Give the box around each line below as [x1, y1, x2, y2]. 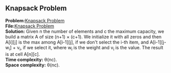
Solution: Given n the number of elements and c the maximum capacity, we [5, 28, 164, 34]
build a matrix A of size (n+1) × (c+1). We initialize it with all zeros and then [5, 33, 162, 40]
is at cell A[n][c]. [5, 51, 40, 57]
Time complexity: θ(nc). [5, 56, 57, 62]
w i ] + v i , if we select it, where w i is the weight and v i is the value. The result [5, 44, 163, 52]
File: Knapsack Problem [5, 23, 55, 29]
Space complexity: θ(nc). [5, 62, 60, 68]
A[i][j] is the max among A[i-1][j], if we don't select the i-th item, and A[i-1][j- [5, 39, 166, 45]
